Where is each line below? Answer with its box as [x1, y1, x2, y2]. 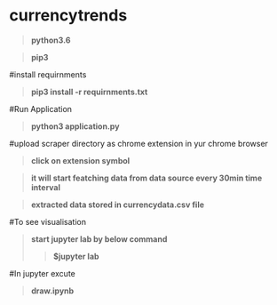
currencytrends [9, 5, 128, 26]
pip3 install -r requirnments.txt [30, 86, 148, 97]
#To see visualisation [9, 216, 87, 227]
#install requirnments [9, 68, 87, 80]
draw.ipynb [30, 285, 75, 296]
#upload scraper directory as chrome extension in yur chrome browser [9, 138, 269, 148]
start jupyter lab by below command [30, 233, 168, 245]
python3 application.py [30, 121, 120, 132]
